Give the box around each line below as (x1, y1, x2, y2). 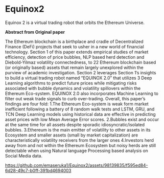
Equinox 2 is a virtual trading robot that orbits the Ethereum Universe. (5, 20, 145, 25)
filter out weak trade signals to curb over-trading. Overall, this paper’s (5, 95, 146, 101)
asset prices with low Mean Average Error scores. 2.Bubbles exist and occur (5, 116, 159, 122)
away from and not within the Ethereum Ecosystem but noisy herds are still (5, 142, 156, 148)
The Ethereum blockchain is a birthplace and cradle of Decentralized (5, 38, 143, 44)
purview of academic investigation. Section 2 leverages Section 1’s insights (5, 69, 157, 75)
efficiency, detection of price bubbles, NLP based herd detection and (5, 54, 144, 60)
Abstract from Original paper (5, 29, 65, 35)
